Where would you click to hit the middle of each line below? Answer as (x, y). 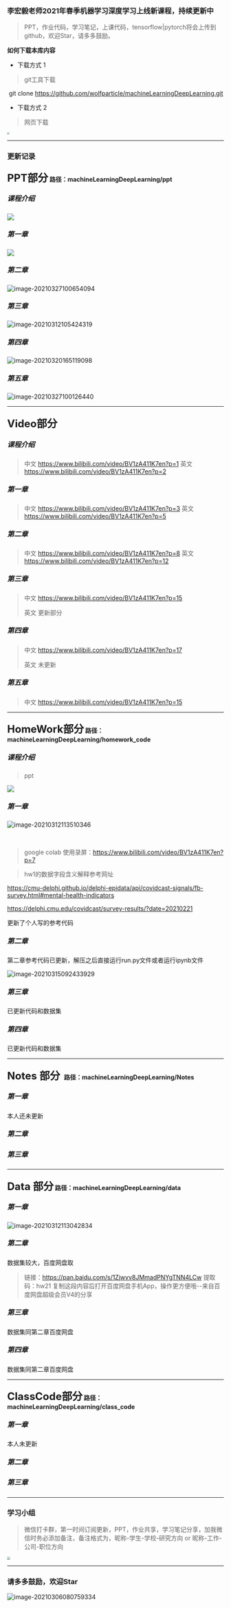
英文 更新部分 (43, 612)
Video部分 (32, 424)
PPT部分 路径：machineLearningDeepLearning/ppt (90, 178)
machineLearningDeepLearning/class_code (71, 1407)
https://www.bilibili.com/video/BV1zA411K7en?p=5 (95, 516)
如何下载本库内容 (31, 50)
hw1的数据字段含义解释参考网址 (69, 874)
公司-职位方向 (44, 1546)
